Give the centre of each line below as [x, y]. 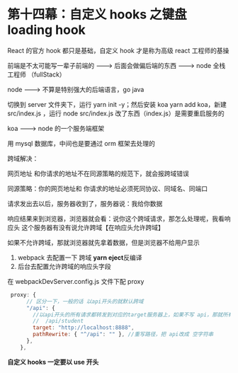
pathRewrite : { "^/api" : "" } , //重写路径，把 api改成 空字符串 [123, 334]
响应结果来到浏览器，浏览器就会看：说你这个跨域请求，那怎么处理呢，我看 [116, 218]
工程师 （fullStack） [36, 74]
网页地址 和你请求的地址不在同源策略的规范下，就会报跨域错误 [98, 173]
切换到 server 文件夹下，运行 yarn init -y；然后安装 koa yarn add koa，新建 [117, 104]
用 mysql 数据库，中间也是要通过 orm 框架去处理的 [81, 143]
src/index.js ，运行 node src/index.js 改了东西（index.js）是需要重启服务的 [116, 113]
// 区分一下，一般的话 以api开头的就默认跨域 [85, 302]
